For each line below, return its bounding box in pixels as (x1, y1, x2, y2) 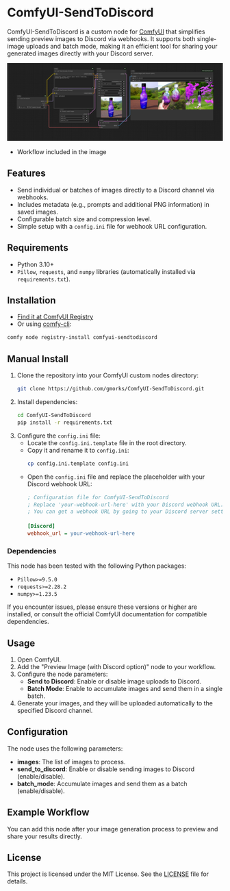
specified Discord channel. (16, 707, 93, 715)
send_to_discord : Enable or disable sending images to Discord (16, 765, 195, 773)
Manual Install (7, 353, 68, 364)
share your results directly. (7, 832, 82, 840)
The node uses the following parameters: (7, 744, 123, 753)
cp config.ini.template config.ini (27, 460, 129, 467)
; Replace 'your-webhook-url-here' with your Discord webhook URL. (27, 501, 224, 508)
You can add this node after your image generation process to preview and (7, 825, 218, 833)
